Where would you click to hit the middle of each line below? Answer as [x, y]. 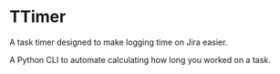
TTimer [38, 17]
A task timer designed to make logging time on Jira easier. [119, 42]
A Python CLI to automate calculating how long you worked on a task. [140, 59]
